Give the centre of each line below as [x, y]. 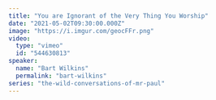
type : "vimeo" [39, 46]
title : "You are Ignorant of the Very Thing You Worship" [108, 16]
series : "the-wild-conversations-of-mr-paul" [86, 83]
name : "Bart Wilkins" [52, 69]
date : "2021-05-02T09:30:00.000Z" [67, 23]
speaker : [23, 61]
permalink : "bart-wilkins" [61, 76]
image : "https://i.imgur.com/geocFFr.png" [81, 31]
